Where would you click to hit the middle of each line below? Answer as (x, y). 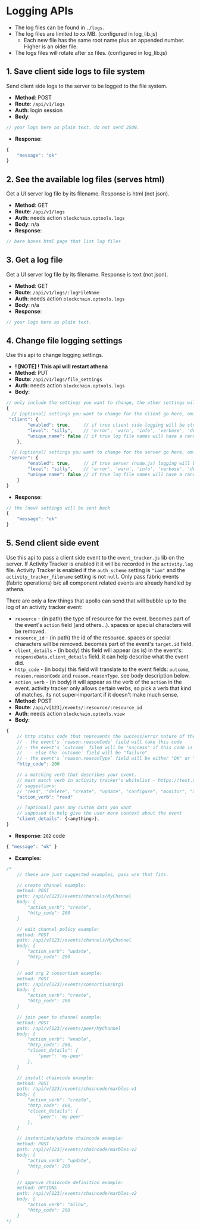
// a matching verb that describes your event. (77, 775)
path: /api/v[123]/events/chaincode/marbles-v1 (77, 1089)
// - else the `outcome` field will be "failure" (82, 753)
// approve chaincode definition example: (70, 1182)
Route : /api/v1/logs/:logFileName (57, 292)
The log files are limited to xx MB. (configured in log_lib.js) (86, 33)
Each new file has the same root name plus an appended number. (104, 40)
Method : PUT (32, 373)
